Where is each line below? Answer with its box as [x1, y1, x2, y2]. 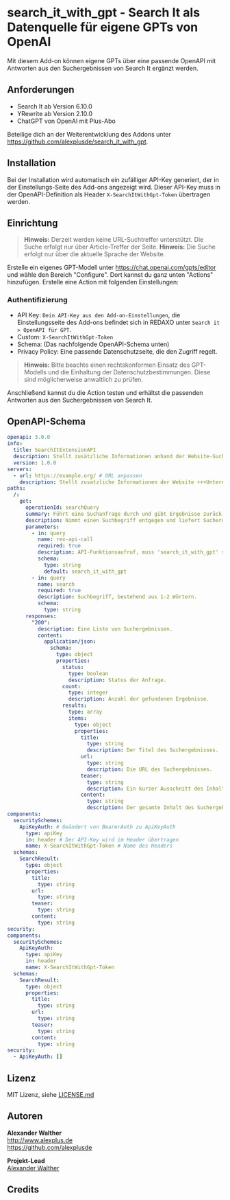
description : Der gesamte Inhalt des [86, 804, 194, 811]
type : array [68, 709, 103, 716]
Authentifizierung [7, 295, 68, 305]
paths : [7, 485, 26, 492]
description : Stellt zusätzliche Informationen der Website [19, 479, 194, 486]
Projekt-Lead [7, 1156, 46, 1165]
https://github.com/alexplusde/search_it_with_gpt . [7, 137, 149, 146]
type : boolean [68, 670, 109, 677]
